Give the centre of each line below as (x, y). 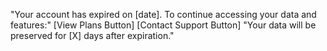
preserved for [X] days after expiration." (92, 35)
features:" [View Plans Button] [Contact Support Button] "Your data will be (163, 25)
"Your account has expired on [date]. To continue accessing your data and (163, 14)
